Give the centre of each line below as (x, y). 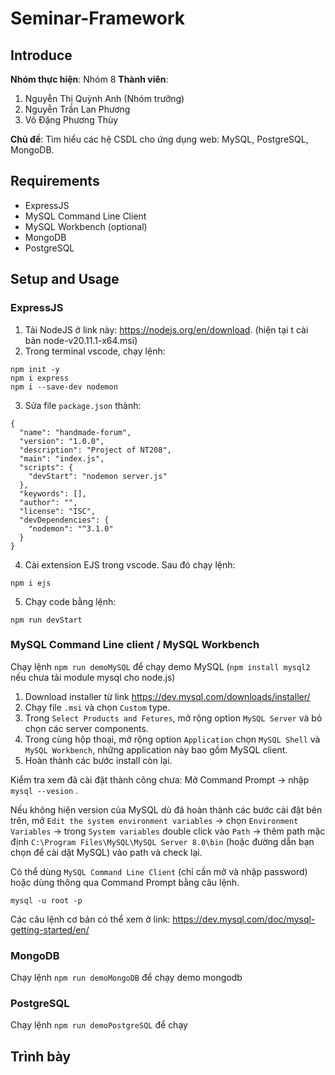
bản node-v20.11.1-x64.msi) (81, 340)
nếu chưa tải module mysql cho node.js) (93, 677)
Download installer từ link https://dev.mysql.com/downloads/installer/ (167, 696)
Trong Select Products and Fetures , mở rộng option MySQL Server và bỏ (173, 718)
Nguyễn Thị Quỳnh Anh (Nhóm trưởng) (104, 98)
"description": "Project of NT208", (95, 450)
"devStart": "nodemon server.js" (98, 476)
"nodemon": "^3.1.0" (71, 528)
